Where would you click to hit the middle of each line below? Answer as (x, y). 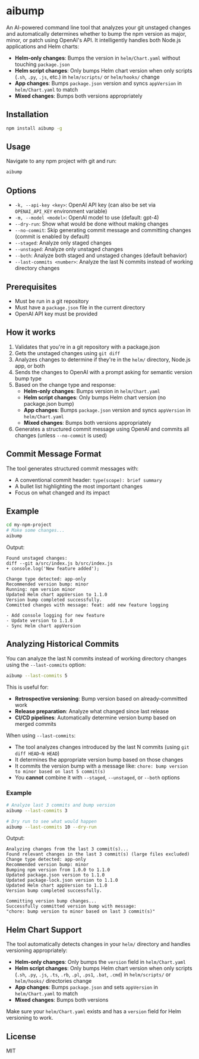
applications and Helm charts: (43, 46)
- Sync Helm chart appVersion (44, 626)
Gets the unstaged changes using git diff (67, 353)
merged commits (35, 723)
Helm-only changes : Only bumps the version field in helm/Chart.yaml (100, 962)
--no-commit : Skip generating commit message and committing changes (103, 230)
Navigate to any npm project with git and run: (61, 161)
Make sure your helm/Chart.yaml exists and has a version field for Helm (94, 1011)
